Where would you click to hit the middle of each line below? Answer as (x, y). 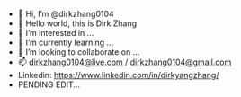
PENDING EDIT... (49, 84)
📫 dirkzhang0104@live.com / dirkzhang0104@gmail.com (125, 62)
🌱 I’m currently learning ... (66, 42)
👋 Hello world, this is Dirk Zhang (77, 23)
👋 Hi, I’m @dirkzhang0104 (66, 14)
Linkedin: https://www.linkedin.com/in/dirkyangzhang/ (118, 75)
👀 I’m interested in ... (56, 33)
